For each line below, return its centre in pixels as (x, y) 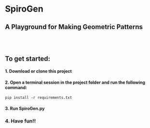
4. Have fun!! (20, 121)
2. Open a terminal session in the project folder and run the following (75, 82)
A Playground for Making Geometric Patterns (74, 27)
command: (16, 87)
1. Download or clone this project (39, 71)
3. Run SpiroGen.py (25, 108)
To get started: (28, 59)
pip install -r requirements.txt (39, 98)
